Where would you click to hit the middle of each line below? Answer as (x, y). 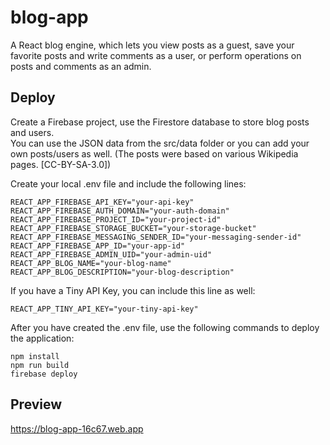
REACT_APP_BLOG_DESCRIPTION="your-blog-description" (122, 272)
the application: (42, 338)
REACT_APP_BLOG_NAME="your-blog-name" (91, 263)
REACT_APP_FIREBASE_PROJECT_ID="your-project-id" (116, 219)
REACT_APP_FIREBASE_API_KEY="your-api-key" (102, 202)
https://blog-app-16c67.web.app (77, 428)
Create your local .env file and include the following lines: (128, 183)
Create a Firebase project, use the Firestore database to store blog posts (160, 122)
